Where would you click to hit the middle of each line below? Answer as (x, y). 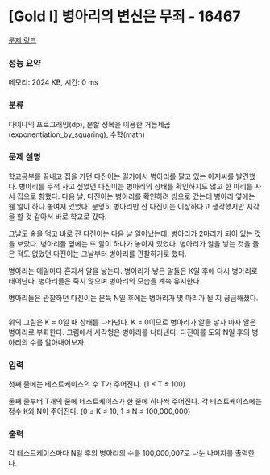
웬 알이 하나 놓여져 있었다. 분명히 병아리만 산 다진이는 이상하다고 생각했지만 (127, 206)
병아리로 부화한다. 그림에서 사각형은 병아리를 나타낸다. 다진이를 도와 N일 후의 (129, 332)
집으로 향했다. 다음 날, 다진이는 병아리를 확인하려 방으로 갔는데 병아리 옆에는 (136, 196)
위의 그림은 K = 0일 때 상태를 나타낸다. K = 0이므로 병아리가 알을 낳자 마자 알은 (132, 322)
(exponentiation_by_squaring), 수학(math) (77, 134)
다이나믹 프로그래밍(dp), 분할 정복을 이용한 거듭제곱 (89, 124)
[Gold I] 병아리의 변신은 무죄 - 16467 (125, 17)
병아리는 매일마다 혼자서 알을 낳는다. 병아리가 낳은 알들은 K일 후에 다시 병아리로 (133, 271)
